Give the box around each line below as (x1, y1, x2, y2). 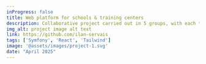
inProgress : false (6, 9, 53, 15)
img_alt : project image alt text (6, 26, 92, 32)
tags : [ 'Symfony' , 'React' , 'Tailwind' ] (6, 37, 112, 43)
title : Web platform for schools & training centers (6, 15, 144, 21)
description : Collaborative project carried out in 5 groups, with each (6, 20, 196, 26)
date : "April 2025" (6, 49, 56, 55)
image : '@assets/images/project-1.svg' (6, 43, 109, 49)
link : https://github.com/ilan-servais (6, 32, 109, 38)
